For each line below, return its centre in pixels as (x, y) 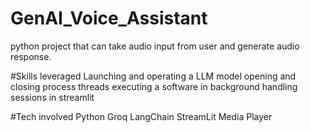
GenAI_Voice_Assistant (109, 18)
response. (31, 56)
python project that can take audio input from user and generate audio (155, 46)
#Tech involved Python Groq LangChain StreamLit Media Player (141, 116)
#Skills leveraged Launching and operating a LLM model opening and (153, 76)
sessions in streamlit (52, 97)
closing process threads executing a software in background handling (154, 86)
